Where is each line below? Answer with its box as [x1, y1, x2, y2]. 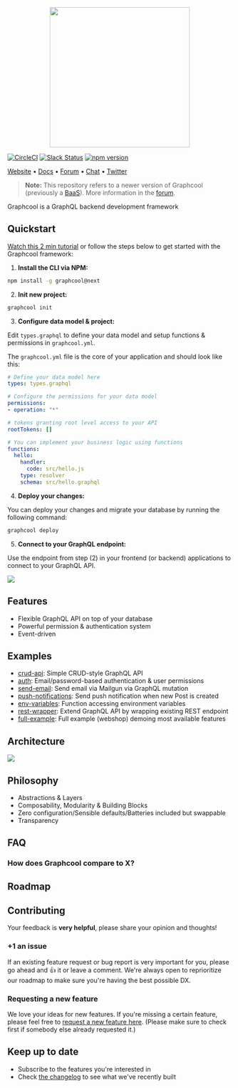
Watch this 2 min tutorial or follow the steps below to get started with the [7, 241, 221, 250]
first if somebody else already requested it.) [7, 1025, 136, 1034]
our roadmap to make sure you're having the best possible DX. [7, 976, 191, 984]
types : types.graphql [7, 380, 72, 387]
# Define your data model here [7, 374, 100, 381]
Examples [7, 650, 52, 662]
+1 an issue [7, 942, 48, 952]
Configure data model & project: [17, 316, 115, 325]
